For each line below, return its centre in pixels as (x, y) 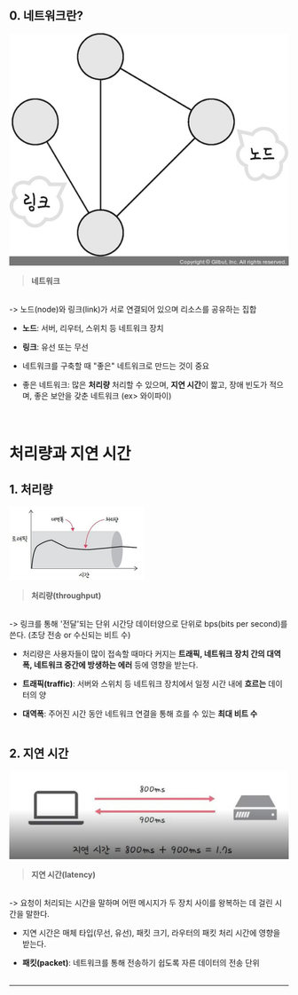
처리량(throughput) (66, 595)
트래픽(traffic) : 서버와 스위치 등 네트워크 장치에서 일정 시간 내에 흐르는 (144, 683)
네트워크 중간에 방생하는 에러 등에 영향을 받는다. (116, 665)
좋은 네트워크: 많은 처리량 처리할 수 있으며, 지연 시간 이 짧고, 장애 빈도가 (145, 384)
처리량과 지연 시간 (70, 454)
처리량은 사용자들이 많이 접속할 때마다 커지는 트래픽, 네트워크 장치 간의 (143, 653)
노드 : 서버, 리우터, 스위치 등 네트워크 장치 (93, 328)
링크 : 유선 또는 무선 (55, 347)
